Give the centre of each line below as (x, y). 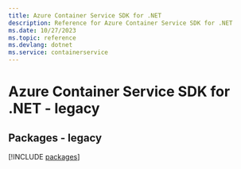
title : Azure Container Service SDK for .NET (85, 15)
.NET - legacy (54, 109)
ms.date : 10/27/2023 (43, 30)
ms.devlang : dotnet (41, 45)
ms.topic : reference (43, 38)
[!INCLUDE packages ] (44, 157)
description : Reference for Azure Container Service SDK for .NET (120, 23)
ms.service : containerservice (58, 52)
